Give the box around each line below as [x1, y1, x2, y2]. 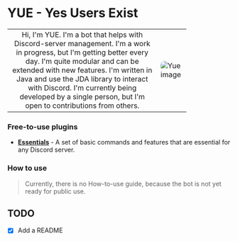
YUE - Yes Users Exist [7, 5, 139, 21]
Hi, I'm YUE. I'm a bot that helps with [21, 30, 144, 40]
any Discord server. [17, 145, 75, 154]
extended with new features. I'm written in [11, 65, 153, 75]
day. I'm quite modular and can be [25, 56, 139, 66]
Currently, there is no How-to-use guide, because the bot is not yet [24, 179, 222, 188]
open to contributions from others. [24, 101, 140, 111]
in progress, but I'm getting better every [16, 47, 149, 57]
